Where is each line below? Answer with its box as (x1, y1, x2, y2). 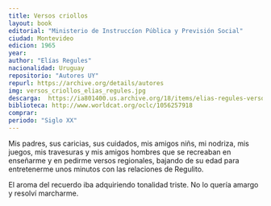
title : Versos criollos (8, 11, 89, 20)
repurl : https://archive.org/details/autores (8, 79, 164, 87)
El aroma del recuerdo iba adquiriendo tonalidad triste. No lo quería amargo (8, 179, 259, 189)
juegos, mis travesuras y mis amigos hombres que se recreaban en (8, 146, 231, 157)
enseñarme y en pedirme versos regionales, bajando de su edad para (8, 155, 240, 165)
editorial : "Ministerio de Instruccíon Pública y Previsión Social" (8, 27, 244, 35)
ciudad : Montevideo (8, 34, 74, 43)
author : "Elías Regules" (8, 57, 92, 65)
